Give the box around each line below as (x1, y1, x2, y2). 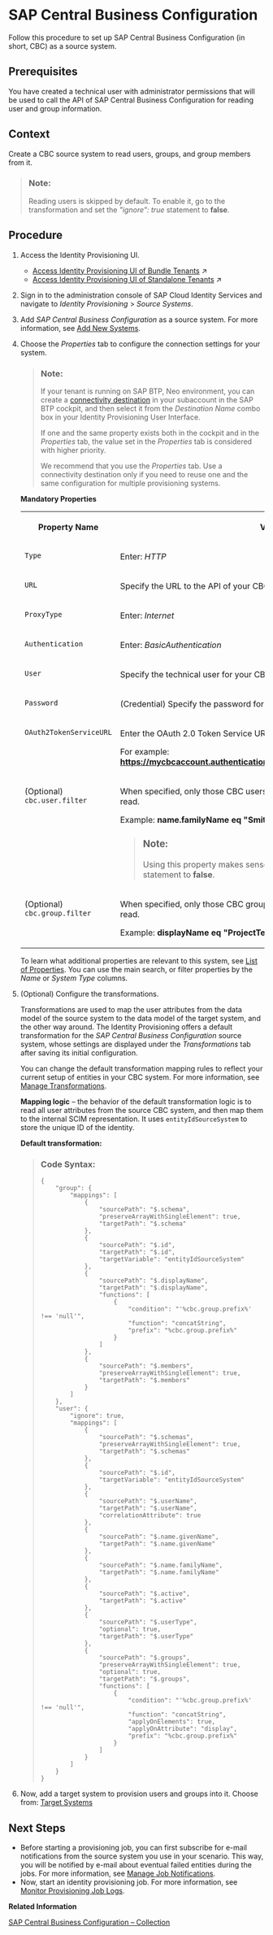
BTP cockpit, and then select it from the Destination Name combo (40, 403, 261, 413)
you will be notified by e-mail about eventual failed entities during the (19, 1860, 252, 1869)
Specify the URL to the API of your (119, 580, 250, 591)
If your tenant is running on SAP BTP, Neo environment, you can (40, 386, 255, 396)
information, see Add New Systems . (19, 323, 141, 333)
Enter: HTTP (119, 550, 167, 562)
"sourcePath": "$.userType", (98, 1618, 197, 1627)
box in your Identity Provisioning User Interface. (40, 412, 201, 422)
